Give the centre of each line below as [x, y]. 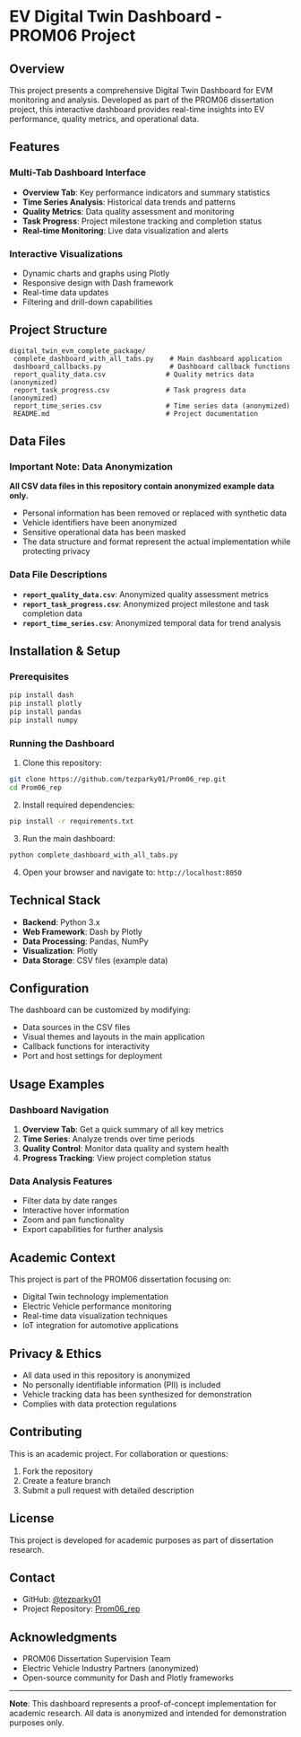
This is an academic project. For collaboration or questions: [119, 1453]
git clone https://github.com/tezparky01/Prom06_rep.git [118, 780]
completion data [52, 613]
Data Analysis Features [61, 1181]
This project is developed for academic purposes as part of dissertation [142, 1540]
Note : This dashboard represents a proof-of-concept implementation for [143, 1704]
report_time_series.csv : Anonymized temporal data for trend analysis [151, 622]
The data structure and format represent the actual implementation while [156, 542]
